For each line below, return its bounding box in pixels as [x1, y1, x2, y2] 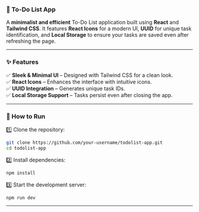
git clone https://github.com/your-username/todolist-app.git [6, 139, 163, 146]
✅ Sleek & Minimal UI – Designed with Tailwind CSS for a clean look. [6, 71, 174, 79]
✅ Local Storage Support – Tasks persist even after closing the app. [6, 91, 173, 98]
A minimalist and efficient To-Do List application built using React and [6, 19, 179, 26]
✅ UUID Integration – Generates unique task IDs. [6, 85, 126, 92]
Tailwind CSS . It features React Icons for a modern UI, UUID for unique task [6, 25, 192, 32]
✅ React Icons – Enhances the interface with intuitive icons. [6, 78, 152, 85]
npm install [6, 170, 36, 176]
